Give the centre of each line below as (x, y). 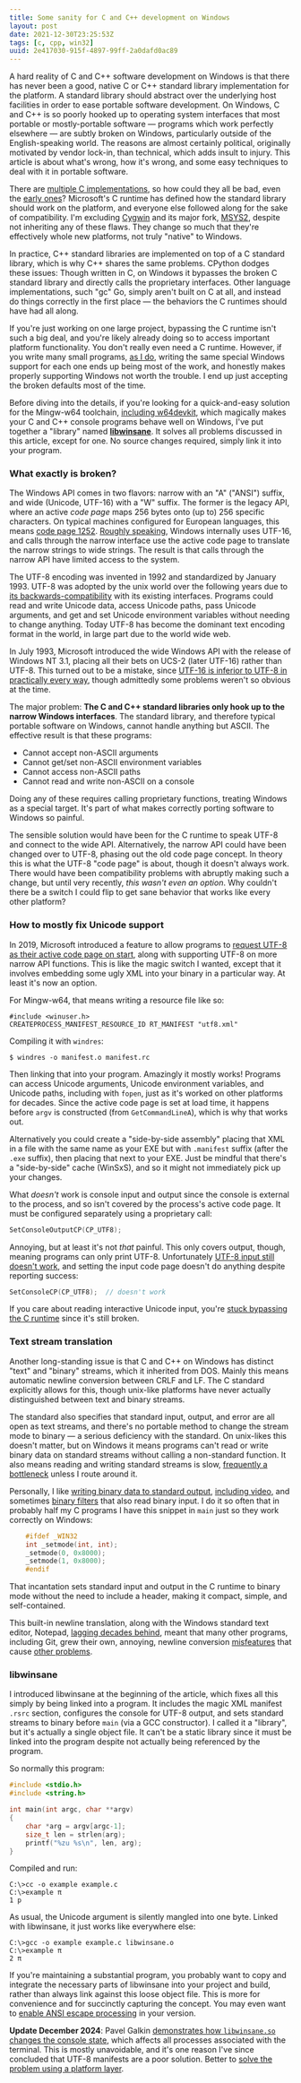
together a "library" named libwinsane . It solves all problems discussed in (146, 432)
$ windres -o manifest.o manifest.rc (80, 1057)
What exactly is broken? (63, 474)
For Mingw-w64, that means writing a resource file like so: (117, 1000)
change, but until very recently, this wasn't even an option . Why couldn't (143, 882)
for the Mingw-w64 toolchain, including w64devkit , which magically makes (148, 412)
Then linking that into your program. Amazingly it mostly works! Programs (145, 1074)
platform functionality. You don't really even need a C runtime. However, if (146, 348)
